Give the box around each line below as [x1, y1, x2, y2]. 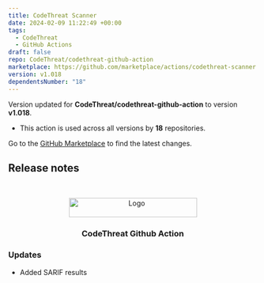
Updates [8, 250, 42, 261]
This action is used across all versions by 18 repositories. [19, 123, 206, 133]
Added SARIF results [19, 267, 88, 277]
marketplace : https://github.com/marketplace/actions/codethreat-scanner [8, 63, 257, 71]
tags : [8, 26, 26, 34]
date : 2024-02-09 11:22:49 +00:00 [8, 19, 123, 27]
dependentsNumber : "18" [8, 77, 87, 85]
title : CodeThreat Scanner [8, 11, 97, 20]
